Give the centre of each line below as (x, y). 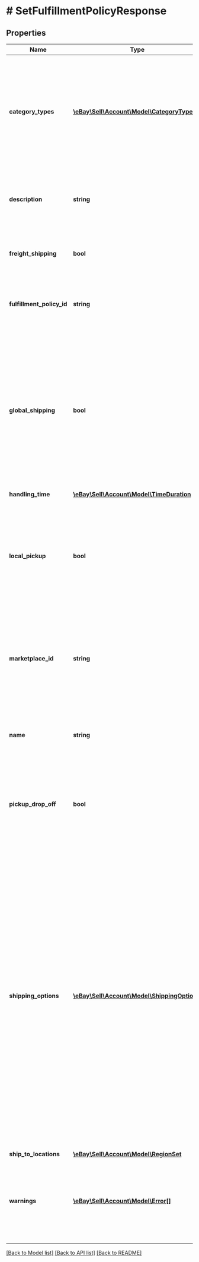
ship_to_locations (35, 1154)
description (26, 199)
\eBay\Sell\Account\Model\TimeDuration (132, 494)
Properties (26, 33)
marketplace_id (31, 658)
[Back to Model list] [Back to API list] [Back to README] (74, 1253)
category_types (32, 111)
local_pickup (28, 556)
